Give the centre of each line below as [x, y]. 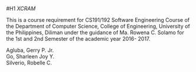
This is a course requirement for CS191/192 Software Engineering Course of [98, 20]
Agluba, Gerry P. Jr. [30, 50]
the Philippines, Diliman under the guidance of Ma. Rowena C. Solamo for [95, 32]
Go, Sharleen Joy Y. [30, 56]
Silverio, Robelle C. [29, 63]
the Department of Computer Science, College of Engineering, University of [98, 26]
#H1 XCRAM [21, 9]
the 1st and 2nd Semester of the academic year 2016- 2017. [78, 39]
